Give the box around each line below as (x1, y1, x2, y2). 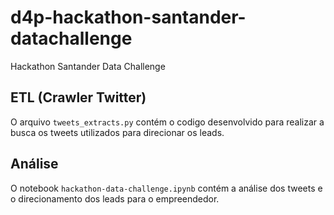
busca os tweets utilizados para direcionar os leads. (10, 126, 225, 138)
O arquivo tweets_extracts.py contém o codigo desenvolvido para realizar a (10, 116, 325, 128)
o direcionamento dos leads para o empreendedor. (10, 192, 220, 205)
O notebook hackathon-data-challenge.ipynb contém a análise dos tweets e (10, 182, 323, 194)
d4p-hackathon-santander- (10, 6, 247, 29)
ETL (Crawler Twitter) (10, 89, 147, 106)
